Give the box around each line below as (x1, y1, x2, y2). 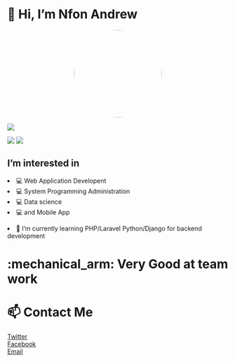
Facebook (7, 340, 36, 348)
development (7, 231, 46, 240)
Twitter (7, 332, 28, 340)
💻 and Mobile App (16, 208, 70, 216)
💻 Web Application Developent (16, 176, 107, 185)
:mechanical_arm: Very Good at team (7, 256, 229, 272)
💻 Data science (16, 197, 62, 206)
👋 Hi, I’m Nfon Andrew (7, 6, 138, 22)
